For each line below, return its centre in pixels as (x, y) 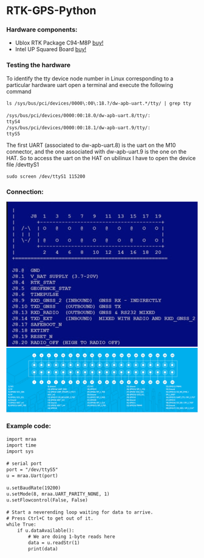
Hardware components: (42, 30)
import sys (20, 451)
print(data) (43, 549)
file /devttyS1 (23, 164)
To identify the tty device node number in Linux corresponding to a (90, 78)
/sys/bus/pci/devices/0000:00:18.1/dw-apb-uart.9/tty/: (78, 128)
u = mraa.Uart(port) (32, 476)
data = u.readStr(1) (54, 543)
